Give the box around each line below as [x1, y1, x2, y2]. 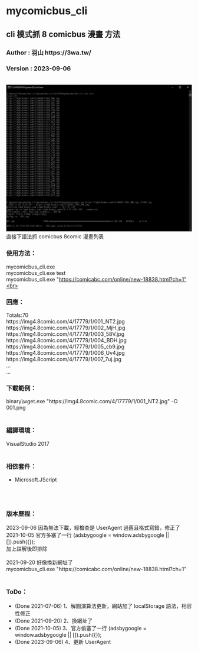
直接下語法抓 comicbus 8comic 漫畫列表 [6, 233, 104, 240]
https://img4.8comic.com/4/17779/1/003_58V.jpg [6, 331, 125, 338]
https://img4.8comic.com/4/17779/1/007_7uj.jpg [6, 356, 122, 363]
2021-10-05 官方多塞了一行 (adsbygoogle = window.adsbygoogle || [6, 532, 170, 539]
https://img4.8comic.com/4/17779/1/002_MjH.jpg [6, 324, 126, 332]
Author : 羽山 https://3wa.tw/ [6, 48, 91, 57]
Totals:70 [6, 312, 29, 319]
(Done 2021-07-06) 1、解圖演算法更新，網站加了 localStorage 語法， [14, 602, 181, 610]
